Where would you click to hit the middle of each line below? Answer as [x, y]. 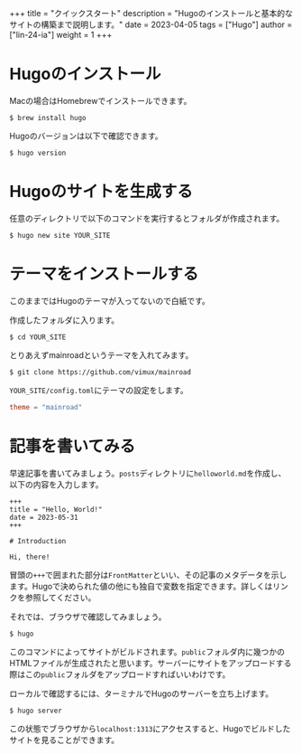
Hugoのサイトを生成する [101, 192]
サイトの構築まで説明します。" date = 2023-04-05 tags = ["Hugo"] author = [151, 24]
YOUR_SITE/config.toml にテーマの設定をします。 [99, 390]
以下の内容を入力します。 [56, 484]
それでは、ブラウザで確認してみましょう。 [88, 617]
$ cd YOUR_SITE [38, 337]
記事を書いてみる [73, 446]
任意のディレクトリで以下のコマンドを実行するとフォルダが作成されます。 [147, 218]
